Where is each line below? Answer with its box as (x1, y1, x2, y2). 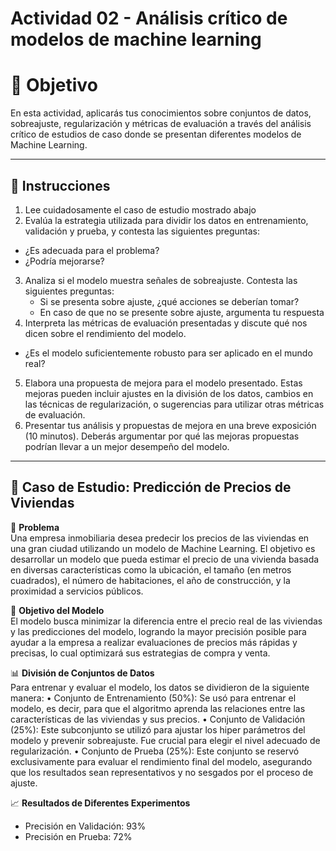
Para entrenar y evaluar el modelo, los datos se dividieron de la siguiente (10, 681, 310, 693)
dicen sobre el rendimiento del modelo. (24, 327, 187, 339)
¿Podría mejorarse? (24, 255, 105, 267)
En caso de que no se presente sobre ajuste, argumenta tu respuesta (39, 306, 325, 318)
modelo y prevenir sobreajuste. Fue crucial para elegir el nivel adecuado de (10, 734, 321, 746)
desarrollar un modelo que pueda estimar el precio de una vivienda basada (10, 553, 320, 565)
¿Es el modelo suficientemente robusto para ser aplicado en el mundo (24, 347, 313, 359)
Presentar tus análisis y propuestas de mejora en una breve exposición (24, 419, 317, 431)
